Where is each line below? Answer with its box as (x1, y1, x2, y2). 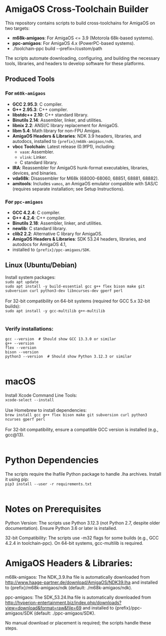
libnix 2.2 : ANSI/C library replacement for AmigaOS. (12, 122, 119, 128)
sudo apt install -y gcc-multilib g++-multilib (5, 308, 106, 313)
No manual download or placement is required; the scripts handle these (5, 620, 151, 626)
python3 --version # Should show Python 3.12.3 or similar (5, 354, 132, 359)
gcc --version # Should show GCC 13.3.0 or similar (5, 337, 116, 342)
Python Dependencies (5, 455, 99, 466)
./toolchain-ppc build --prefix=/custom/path (12, 45, 103, 51)
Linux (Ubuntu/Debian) (5, 261, 77, 269)
